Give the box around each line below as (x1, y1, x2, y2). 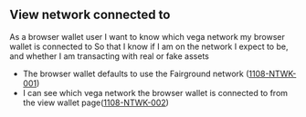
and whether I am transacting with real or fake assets (9, 50, 210, 62)
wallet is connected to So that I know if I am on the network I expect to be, (9, 41, 289, 52)
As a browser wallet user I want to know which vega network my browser (9, 31, 285, 42)
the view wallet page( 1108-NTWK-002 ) (22, 97, 169, 108)
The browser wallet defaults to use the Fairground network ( (22, 68, 249, 79)
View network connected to (9, 7, 171, 23)
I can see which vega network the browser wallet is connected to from (22, 87, 289, 98)
